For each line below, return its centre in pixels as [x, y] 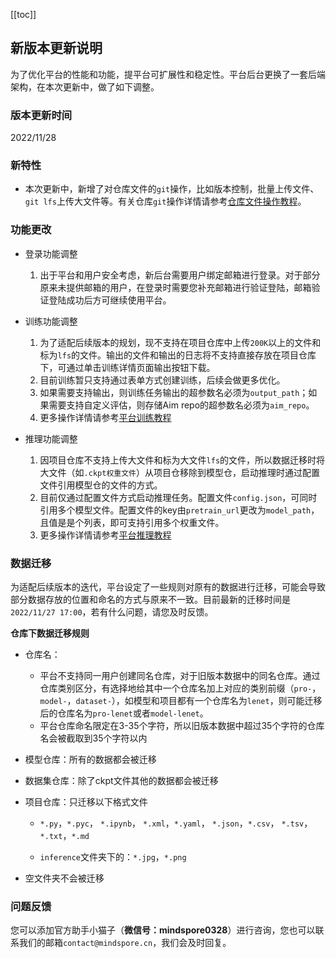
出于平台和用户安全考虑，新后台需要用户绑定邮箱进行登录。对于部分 [180, 275]
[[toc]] [23, 14]
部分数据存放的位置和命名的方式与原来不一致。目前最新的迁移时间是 [150, 599]
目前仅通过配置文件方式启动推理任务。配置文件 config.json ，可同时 [178, 497]
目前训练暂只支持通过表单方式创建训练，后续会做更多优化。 [162, 380]
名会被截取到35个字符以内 [93, 738]
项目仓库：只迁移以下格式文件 [86, 802]
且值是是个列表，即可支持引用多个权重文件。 [132, 522]
